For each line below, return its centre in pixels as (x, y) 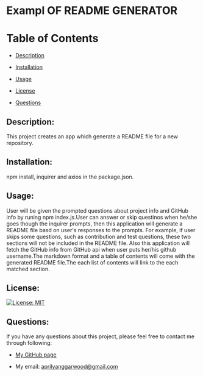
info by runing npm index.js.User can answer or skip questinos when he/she (102, 217)
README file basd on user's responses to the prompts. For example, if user (101, 230)
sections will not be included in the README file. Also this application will (98, 243)
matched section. (28, 269)
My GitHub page (36, 355)
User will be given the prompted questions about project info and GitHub (98, 210)
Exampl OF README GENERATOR (92, 11)
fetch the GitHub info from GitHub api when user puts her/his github (91, 249)
